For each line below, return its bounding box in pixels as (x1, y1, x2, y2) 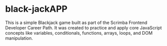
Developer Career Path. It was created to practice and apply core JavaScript (5, 24, 162, 30)
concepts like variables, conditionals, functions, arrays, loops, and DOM (5, 30, 153, 36)
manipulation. (5, 35, 33, 41)
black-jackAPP (5, 3, 68, 15)
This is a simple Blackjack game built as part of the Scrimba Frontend (5, 20, 148, 25)
